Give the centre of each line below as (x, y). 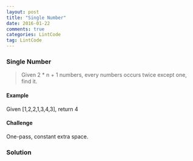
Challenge (20, 123)
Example (18, 95)
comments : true (25, 29)
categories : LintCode (34, 35)
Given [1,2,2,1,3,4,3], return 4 (42, 109)
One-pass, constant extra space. (47, 136)
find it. (29, 81)
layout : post (23, 12)
